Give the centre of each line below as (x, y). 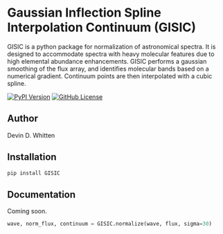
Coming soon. (27, 211)
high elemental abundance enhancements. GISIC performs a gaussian (107, 61)
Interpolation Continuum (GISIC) (101, 27)
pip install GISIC (34, 173)
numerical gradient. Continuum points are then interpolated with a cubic (110, 76)
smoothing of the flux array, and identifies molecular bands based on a (108, 69)
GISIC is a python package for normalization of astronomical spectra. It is (111, 46)
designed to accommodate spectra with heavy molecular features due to (111, 54)
